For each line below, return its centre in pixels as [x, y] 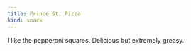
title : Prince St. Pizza [44, 14]
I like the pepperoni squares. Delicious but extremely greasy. [96, 40]
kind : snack [25, 20]
